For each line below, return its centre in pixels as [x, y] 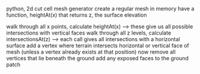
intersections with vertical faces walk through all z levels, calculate [89, 33]
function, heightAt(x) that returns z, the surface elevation [77, 15]
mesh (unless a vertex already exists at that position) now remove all [91, 52]
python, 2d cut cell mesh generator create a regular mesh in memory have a [100, 9]
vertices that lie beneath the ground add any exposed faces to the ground [98, 58]
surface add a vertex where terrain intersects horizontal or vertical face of [98, 45]
